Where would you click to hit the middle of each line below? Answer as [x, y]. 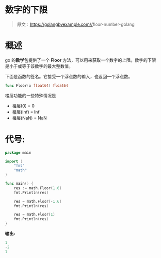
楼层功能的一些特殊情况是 [31, 96]
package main [18, 153]
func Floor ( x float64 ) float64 [37, 85]
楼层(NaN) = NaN [29, 118]
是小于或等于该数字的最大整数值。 [39, 66]
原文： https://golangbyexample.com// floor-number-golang [76, 24]
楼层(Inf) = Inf [26, 112]
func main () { [19, 184]
